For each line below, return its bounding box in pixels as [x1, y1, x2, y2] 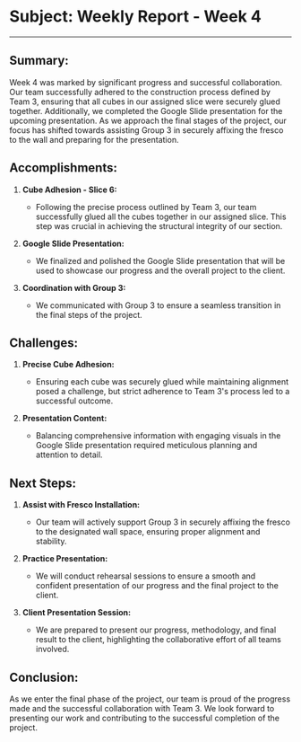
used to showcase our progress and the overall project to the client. [35, 265, 286, 276]
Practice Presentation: [21, 553, 108, 564]
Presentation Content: [21, 413, 107, 424]
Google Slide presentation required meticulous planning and [35, 440, 258, 451]
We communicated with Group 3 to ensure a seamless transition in [35, 299, 281, 311]
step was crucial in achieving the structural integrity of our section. [35, 220, 283, 231]
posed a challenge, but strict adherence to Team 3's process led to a [35, 386, 290, 397]
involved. [35, 644, 70, 655]
